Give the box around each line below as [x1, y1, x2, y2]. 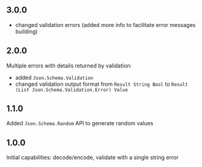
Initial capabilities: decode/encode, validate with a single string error [6, 153, 179, 161]
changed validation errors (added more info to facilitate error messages [15, 21, 196, 28]
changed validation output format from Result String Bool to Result [15, 80, 189, 88]
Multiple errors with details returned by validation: [6, 61, 132, 69]
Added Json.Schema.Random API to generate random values [6, 120, 154, 127]
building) [15, 28, 38, 35]
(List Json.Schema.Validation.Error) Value [15, 87, 129, 93]
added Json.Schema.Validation [15, 74, 94, 81]
